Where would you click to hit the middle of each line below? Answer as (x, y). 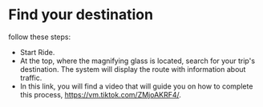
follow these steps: (39, 37)
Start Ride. (37, 52)
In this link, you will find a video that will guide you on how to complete (136, 86)
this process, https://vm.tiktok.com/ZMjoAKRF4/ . (101, 94)
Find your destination (81, 15)
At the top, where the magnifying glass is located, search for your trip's (137, 61)
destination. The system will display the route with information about (133, 69)
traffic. (31, 77)
